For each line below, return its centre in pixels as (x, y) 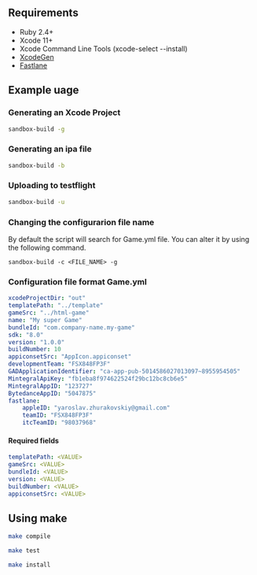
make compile (29, 536)
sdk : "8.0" (26, 335)
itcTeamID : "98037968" (59, 423)
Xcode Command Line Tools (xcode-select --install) (103, 48)
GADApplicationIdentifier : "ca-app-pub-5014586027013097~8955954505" (125, 372)
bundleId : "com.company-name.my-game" (72, 327)
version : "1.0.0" (37, 342)
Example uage (44, 90)
